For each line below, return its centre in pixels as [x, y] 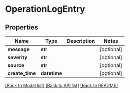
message [18, 49]
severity [17, 57]
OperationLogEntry [45, 9]
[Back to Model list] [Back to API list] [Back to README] [62, 85]
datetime [51, 73]
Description [81, 41]
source [16, 65]
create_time [22, 73]
